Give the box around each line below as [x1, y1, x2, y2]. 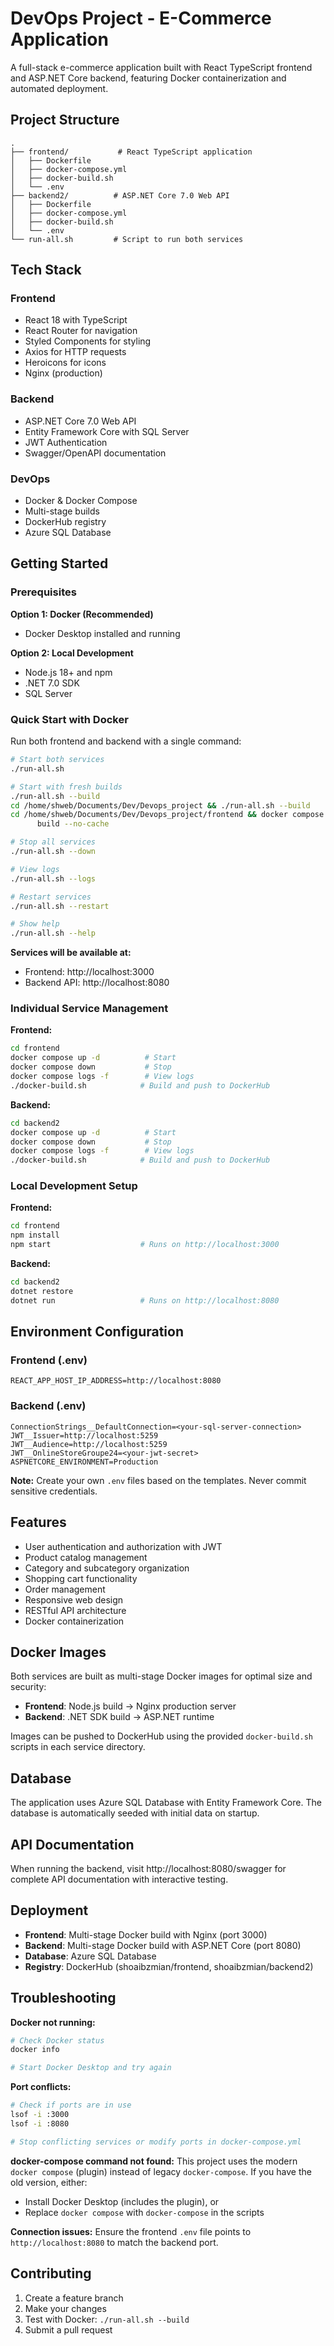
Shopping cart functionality [24, 1572, 138, 1584]
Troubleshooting [10, 1990, 117, 2007]
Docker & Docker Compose [24, 495, 138, 507]
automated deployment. [10, 82, 109, 94]
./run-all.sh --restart [10, 901, 110, 911]
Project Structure [10, 112, 120, 129]
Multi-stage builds [24, 505, 100, 517]
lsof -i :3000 [10, 2110, 70, 2120]
